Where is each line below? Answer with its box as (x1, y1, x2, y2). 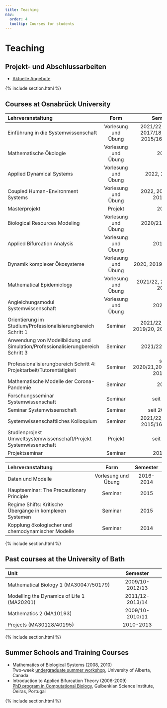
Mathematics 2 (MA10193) (7, 610, 72, 617)
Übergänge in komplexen (7, 507, 66, 514)
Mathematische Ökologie (7, 150, 66, 157)
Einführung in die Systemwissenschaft (7, 129, 97, 136)
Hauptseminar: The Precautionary (7, 487, 86, 494)
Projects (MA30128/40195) (7, 621, 75, 628)
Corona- (74, 378, 95, 385)
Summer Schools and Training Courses (5, 649, 129, 657)
